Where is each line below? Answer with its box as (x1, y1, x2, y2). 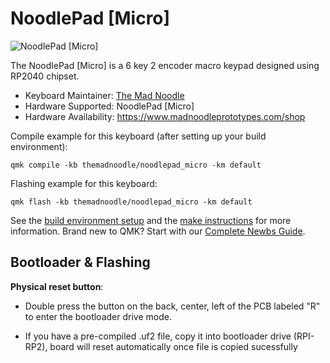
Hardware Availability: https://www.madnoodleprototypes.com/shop (24, 110, 306, 122)
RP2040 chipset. (10, 70, 80, 82)
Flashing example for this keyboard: (10, 177, 158, 189)
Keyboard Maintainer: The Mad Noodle (24, 89, 185, 101)
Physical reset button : (10, 280, 104, 292)
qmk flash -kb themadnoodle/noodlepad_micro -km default (10, 197, 253, 207)
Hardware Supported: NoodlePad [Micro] (24, 100, 195, 112)
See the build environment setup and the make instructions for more (10, 214, 292, 226)
